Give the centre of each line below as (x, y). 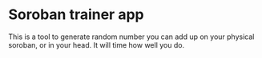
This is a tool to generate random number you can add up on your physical (131, 37)
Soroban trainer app (76, 15)
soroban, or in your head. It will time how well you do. (97, 44)
